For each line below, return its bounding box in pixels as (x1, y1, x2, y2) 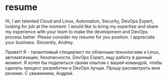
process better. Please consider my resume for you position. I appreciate (5, 34, 155, 40)
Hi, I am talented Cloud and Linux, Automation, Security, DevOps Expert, (5, 18, 154, 24)
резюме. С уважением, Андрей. (5, 70, 74, 76)
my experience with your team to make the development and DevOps (5, 28, 148, 34)
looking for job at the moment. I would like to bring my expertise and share (5, 23, 158, 29)
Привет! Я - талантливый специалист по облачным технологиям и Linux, (5, 49, 160, 55)
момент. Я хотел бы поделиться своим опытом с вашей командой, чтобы (5, 59, 162, 65)
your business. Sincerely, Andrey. (5, 39, 74, 45)
